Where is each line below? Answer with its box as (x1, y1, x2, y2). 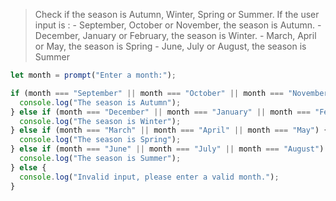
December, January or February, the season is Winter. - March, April (34, 30, 317, 41)
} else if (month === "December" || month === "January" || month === (10, 107, 311, 117)
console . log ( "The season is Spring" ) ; (19, 135, 182, 145)
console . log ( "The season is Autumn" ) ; (19, 97, 182, 108)
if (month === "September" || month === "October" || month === (10, 88, 284, 98)
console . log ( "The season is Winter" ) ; (19, 116, 182, 126)
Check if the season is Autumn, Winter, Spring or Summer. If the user (34, 9, 320, 20)
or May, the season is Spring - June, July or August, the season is (34, 40, 307, 52)
